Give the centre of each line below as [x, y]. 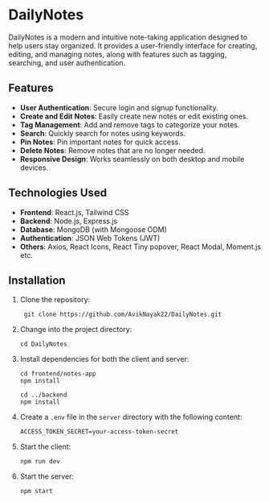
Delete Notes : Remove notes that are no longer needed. [112, 150]
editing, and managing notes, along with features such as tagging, [118, 54]
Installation [37, 280]
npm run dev [40, 462]
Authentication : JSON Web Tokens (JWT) [90, 238]
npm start [37, 492]
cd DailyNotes [43, 344]
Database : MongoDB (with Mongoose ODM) [93, 229]
